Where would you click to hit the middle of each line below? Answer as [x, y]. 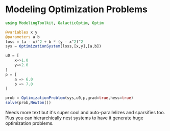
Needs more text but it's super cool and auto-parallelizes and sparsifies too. [85, 113]
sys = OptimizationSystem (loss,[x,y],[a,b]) [53, 46]
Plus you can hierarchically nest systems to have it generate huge [75, 118]
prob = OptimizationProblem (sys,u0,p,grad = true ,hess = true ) [69, 98]
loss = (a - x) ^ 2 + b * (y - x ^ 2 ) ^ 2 [44, 42]
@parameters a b [22, 37]
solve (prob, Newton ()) [28, 103]
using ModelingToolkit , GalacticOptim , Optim [54, 23]
